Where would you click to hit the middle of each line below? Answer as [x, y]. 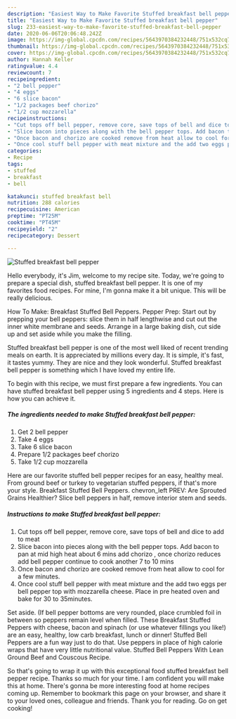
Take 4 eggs [35, 439]
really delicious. [30, 298]
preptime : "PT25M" [34, 216]
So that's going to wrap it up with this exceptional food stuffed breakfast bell [118, 671]
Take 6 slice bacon [45, 447]
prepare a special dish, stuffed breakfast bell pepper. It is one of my [105, 283]
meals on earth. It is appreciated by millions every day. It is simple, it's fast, [116, 355]
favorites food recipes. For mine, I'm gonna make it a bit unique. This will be [117, 290]
